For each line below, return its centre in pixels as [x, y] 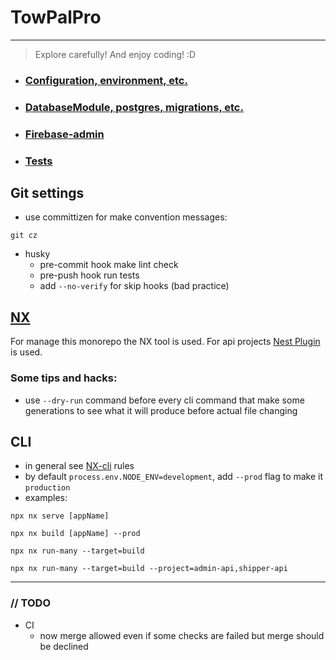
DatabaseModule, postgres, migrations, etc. [134, 107]
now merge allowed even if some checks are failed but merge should [182, 635]
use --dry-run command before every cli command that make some [164, 400]
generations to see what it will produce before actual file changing [161, 410]
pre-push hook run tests [89, 275]
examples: [46, 498]
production [47, 488]
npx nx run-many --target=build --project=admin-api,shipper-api [149, 569]
